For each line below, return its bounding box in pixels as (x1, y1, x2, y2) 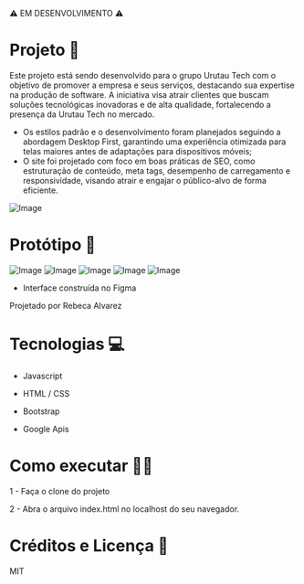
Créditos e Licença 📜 (9, 535, 169, 556)
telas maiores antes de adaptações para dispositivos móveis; (22, 145, 253, 156)
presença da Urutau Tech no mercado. (9, 109, 155, 120)
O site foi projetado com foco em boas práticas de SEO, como (22, 155, 256, 166)
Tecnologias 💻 (9, 334, 125, 355)
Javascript (22, 370, 63, 381)
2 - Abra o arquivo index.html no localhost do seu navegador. (9, 503, 240, 515)
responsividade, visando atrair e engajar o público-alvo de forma (22, 175, 267, 186)
